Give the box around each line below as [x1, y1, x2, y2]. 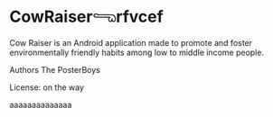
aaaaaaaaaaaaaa [9, 99, 72, 110]
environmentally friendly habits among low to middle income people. [9, 47, 265, 58]
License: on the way [9, 82, 84, 93]
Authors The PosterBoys [9, 64, 101, 75]
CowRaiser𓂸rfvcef [9, 6, 165, 27]
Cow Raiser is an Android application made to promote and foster [9, 37, 253, 48]
